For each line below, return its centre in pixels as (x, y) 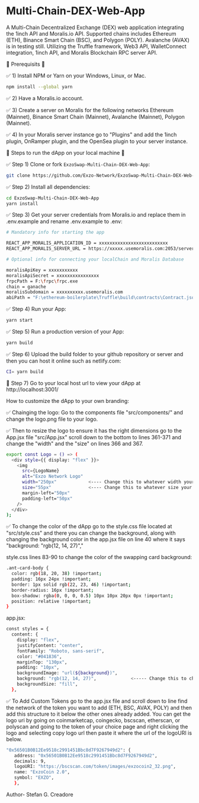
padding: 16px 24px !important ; (52, 579)
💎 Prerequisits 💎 (26, 64)
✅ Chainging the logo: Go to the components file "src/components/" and (95, 412)
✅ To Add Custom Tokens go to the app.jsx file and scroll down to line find (97, 701)
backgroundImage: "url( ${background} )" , (67, 673)
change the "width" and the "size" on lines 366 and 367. (75, 443)
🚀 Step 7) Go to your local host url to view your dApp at (73, 383)
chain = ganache (26, 287)
